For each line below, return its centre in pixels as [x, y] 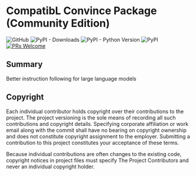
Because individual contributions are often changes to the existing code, [94, 154]
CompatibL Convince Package [82, 11]
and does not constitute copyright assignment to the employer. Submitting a [98, 136]
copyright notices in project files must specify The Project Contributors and [98, 160]
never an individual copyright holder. [51, 167]
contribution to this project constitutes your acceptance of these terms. [93, 142]
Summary [24, 64]
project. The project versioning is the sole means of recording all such [91, 117]
